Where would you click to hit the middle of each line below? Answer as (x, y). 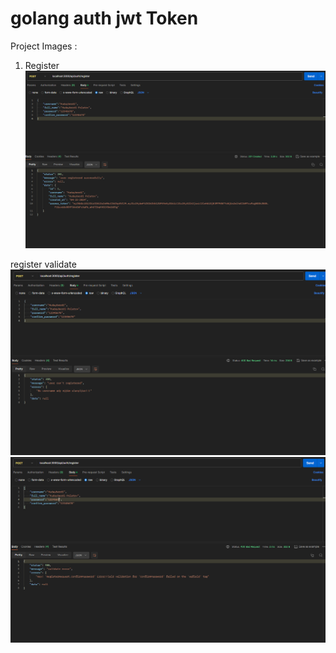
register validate (43, 264)
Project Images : (44, 46)
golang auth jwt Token (104, 18)
